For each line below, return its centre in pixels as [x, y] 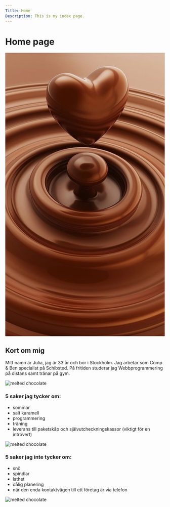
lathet [18, 479]
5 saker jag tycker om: [33, 396]
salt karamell [26, 413]
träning [20, 424]
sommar [21, 407]
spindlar [21, 474]
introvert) [22, 434]
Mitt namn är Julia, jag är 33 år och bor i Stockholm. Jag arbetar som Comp [84, 363]
